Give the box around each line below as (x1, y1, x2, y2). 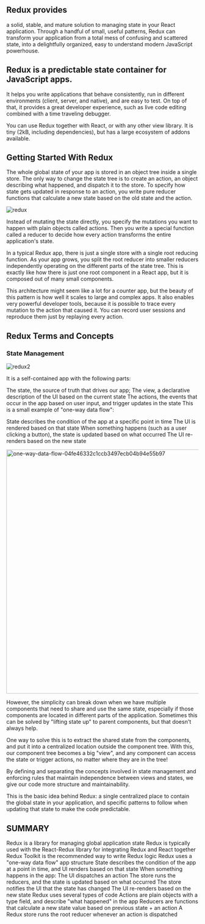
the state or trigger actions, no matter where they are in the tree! (6, 756, 168, 763)
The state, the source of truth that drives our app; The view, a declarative (6, 387, 190, 394)
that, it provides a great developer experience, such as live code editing (6, 103, 187, 110)
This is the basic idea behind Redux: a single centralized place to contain (6, 793, 190, 800)
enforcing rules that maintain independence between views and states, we (6, 774, 193, 782)
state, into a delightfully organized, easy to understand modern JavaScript (6, 40, 193, 48)
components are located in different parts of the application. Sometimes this (6, 712, 198, 719)
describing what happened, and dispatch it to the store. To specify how (6, 181, 186, 189)
